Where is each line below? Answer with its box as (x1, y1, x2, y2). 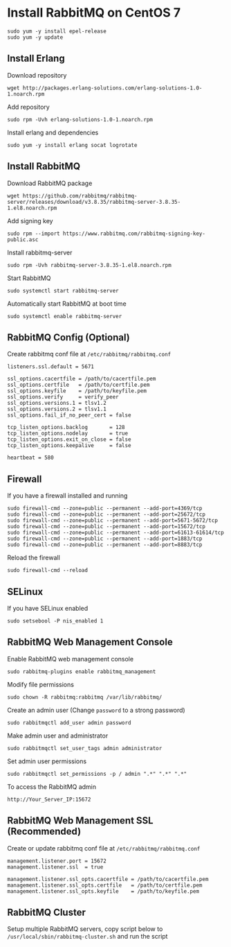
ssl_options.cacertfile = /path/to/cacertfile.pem (7, 376, 156, 383)
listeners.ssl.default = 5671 (7, 363, 95, 370)
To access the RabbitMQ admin (7, 782, 97, 791)
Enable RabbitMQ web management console (7, 654, 133, 663)
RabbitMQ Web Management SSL (7, 815, 154, 826)
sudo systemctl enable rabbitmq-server (7, 313, 122, 320)
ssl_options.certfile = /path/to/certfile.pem (7, 381, 150, 389)
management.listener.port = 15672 (7, 858, 107, 865)
